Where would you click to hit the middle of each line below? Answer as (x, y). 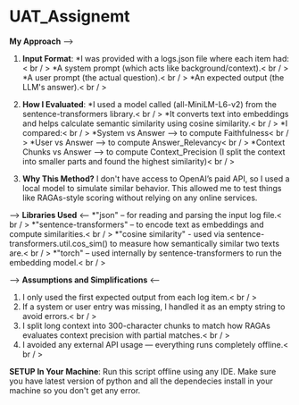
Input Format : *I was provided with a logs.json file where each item (146, 58)
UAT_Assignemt (70, 17)
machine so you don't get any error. (75, 390)
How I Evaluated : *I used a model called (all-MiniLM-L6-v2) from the (149, 104)
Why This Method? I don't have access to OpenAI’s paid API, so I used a (156, 178)
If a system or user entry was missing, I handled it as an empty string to (154, 307)
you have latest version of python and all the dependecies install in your (141, 381)
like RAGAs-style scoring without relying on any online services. (140, 198)
